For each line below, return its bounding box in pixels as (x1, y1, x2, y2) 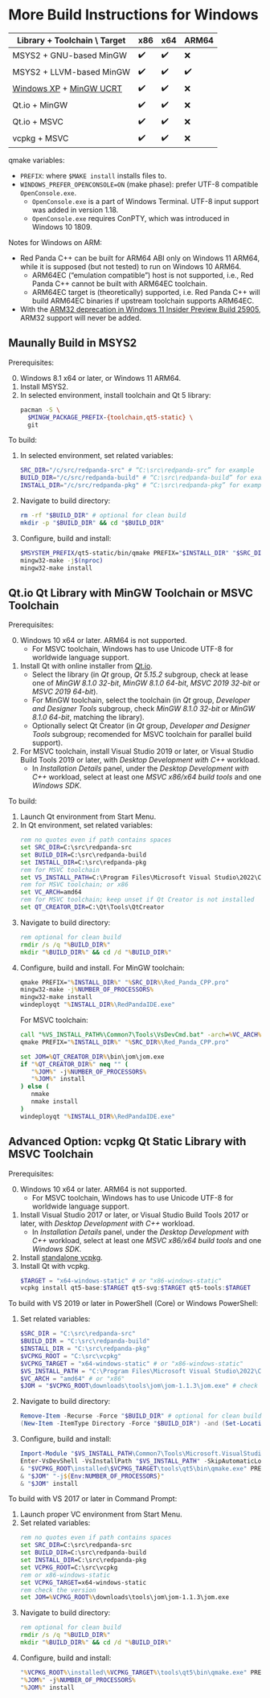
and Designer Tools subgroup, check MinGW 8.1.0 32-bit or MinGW (31, 704, 256, 714)
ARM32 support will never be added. (19, 313, 142, 322)
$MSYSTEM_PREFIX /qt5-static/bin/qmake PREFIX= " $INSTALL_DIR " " (19, 549, 237, 557)
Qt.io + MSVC (12, 117, 64, 128)
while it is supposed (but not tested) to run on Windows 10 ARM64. (19, 261, 242, 271)
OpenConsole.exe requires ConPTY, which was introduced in (31, 213, 230, 223)
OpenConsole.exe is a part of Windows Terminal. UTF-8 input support (31, 196, 260, 206)
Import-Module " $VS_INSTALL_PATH (19, 1450, 133, 1458)
